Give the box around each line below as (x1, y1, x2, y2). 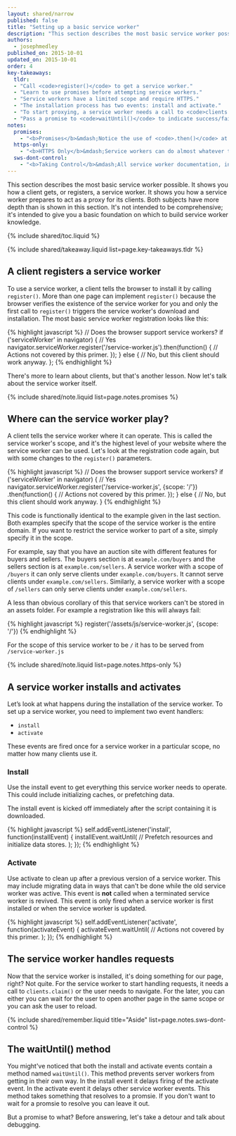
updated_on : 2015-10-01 (7, 56, 77, 63)
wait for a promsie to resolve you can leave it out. (7, 1099, 150, 1108)
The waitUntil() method (7, 1043, 111, 1055)
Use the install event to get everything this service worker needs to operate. (7, 783, 227, 791)
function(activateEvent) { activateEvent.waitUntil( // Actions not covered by (7, 925, 225, 934)
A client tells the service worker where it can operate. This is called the (7, 431, 213, 440)
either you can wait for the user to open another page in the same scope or (7, 994, 225, 1003)
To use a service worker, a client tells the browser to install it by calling (7, 284, 212, 292)
